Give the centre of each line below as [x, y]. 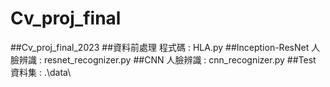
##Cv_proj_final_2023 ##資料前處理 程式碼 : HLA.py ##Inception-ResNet [160, 47]
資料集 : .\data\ [41, 72]
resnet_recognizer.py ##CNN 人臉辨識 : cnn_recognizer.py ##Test [180, 59]
